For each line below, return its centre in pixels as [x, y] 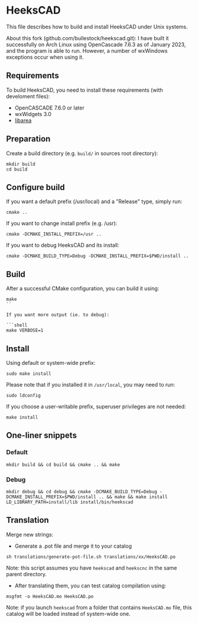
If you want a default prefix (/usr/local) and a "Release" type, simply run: [94, 201]
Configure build [35, 187]
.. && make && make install [133, 497]
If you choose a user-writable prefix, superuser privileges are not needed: [96, 407]
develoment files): [28, 96]
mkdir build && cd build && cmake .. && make [63, 465]
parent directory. [27, 574]
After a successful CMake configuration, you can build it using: [83, 288]
